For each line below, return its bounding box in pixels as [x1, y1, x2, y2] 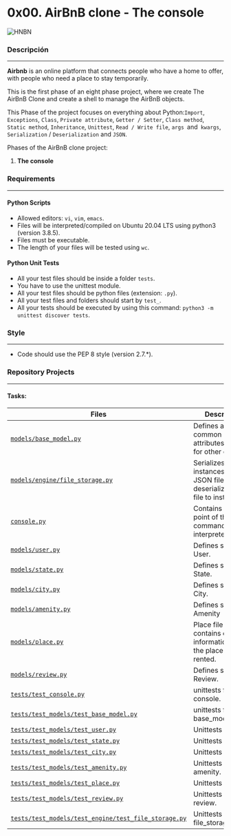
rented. [193, 654, 217, 664]
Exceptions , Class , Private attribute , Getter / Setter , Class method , [7, 116, 205, 124]
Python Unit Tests [7, 259, 60, 267]
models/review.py [10, 670, 67, 678]
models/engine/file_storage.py [10, 476, 113, 483]
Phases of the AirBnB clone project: [7, 143, 108, 152]
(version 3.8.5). [16, 229, 60, 237]
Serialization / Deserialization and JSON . [7, 130, 127, 138]
